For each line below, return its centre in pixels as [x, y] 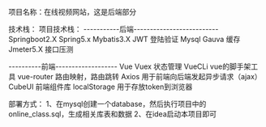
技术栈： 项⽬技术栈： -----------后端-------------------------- [114, 29]
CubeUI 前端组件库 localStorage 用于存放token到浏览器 [101, 87]
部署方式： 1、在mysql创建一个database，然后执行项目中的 [107, 104]
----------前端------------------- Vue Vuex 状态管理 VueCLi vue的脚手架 [130, 66]
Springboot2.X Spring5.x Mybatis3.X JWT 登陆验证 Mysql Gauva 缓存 [124, 39]
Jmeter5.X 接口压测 [41, 49]
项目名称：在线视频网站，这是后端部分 [72, 12]
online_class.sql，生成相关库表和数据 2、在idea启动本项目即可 [113, 114]
